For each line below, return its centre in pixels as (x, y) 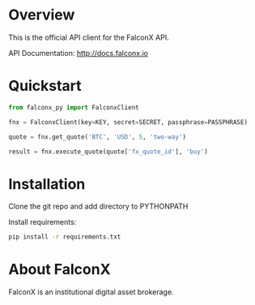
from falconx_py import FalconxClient (74, 107)
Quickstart (45, 86)
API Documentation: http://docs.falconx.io (78, 53)
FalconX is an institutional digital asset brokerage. (91, 292)
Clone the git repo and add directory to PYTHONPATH (98, 206)
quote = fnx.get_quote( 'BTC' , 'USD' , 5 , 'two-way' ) (97, 137)
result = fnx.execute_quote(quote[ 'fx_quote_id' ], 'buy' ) (108, 152)
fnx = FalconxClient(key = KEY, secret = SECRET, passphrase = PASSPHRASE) (128, 122)
